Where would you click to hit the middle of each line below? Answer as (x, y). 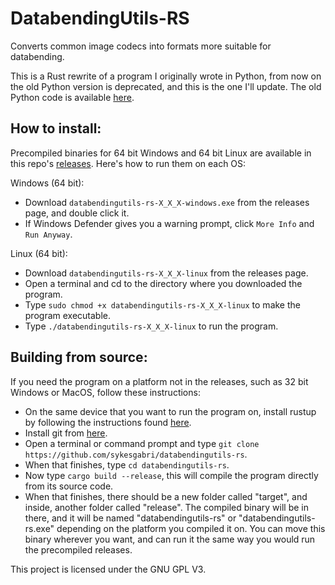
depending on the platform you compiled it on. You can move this (191, 528)
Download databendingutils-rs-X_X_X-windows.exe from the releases (167, 202)
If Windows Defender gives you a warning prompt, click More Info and (169, 223)
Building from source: (79, 357)
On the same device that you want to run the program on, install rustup (170, 411)
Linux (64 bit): (39, 253)
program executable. (68, 315)
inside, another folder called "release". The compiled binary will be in (166, 507)
